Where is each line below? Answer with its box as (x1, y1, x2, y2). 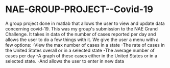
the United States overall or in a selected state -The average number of (5, 47, 155, 53)
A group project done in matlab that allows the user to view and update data (5, 20, 165, 26)
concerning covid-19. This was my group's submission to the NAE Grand (5, 25, 158, 31)
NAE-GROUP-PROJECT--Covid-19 (5, 4, 153, 15)
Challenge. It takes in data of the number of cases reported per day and (5, 31, 156, 37)
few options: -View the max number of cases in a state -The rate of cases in (5, 42, 165, 48)
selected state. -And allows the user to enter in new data (5, 58, 124, 64)
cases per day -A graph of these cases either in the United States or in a (5, 52, 157, 59)
